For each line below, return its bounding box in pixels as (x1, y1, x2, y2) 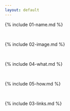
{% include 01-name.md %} (5, 21, 63, 27)
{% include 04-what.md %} (5, 61, 63, 67)
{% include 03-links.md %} (5, 100, 62, 106)
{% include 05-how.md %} (5, 80, 61, 87)
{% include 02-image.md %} (5, 41, 65, 47)
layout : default (5, 7, 39, 13)
